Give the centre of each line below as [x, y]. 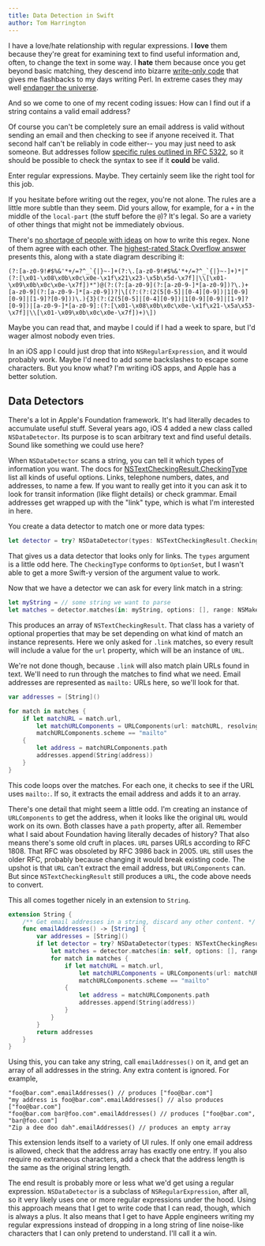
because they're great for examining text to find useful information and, [124, 54]
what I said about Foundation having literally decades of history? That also [129, 834]
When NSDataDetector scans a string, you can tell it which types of [116, 460]
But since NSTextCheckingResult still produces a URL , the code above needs [130, 876]
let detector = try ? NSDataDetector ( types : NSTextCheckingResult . [119, 541]
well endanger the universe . [53, 87]
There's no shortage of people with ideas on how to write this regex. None [129, 240]
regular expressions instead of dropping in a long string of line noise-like [126, 1225]
